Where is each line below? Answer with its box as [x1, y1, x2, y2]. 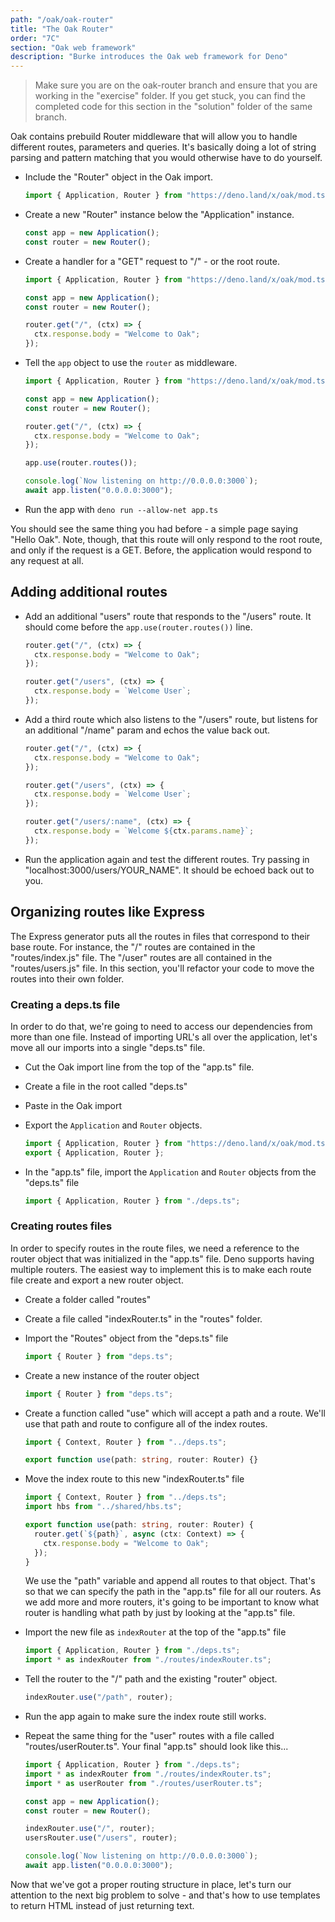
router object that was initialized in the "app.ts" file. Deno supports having [10, 1252, 315, 1265]
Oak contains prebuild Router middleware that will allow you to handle [10, 131, 298, 143]
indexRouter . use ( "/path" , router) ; [24, 1692, 174, 1703]
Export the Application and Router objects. [24, 1119, 203, 1131]
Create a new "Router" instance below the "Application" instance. [24, 209, 295, 220]
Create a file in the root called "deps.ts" [24, 1080, 188, 1092]
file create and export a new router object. [10, 1274, 184, 1286]
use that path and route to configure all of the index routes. [24, 1417, 268, 1430]
